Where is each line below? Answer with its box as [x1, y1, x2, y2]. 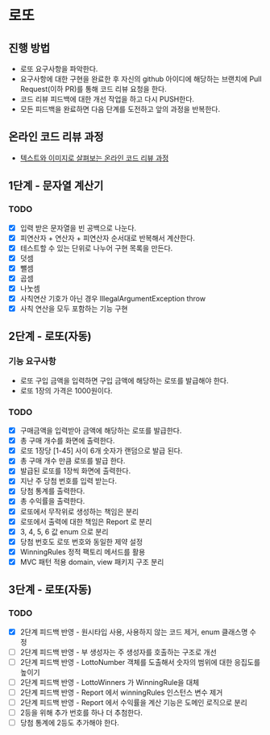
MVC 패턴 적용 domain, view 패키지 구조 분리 [19, 557, 164, 567]
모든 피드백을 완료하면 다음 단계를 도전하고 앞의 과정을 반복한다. [19, 105, 220, 114]
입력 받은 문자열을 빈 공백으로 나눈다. [19, 222, 137, 233]
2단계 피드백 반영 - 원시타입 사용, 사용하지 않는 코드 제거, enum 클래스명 [19, 627, 248, 637]
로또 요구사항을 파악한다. [19, 64, 98, 73]
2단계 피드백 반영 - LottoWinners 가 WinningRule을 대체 [19, 677, 200, 687]
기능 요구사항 [8, 355, 56, 367]
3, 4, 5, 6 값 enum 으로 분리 [19, 526, 109, 536]
